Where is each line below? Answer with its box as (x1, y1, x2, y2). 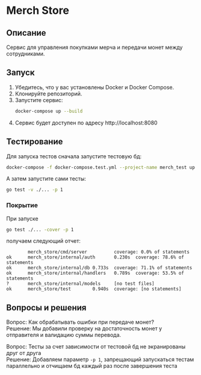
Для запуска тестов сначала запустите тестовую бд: (6, 152, 142, 160)
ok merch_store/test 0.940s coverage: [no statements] (6, 286, 182, 292)
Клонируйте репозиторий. (14, 90, 82, 97)
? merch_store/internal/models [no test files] (6, 281, 155, 287)
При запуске (6, 215, 39, 222)
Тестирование (6, 136, 63, 147)
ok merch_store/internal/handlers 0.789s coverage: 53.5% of (6, 270, 185, 277)
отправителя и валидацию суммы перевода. (6, 332, 122, 339)
